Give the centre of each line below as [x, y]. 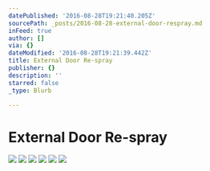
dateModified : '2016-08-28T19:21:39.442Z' [80, 53]
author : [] [26, 38]
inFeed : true [30, 31]
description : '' [35, 75]
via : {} [21, 46]
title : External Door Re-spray [61, 61]
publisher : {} [32, 68]
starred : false [34, 83]
